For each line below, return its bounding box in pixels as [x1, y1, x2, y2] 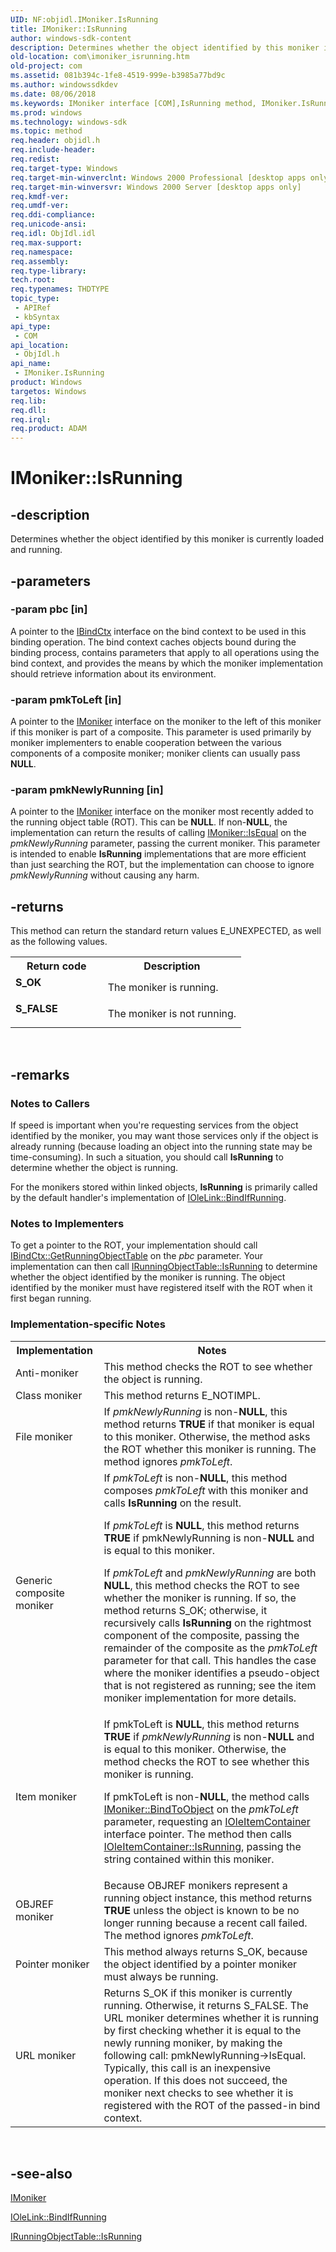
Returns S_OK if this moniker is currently [103, 1986, 293, 2000]
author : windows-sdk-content [10, 33, 132, 43]
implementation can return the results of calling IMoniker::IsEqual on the [10, 827, 307, 839]
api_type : [10, 321, 52, 331]
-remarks [10, 1066, 70, 1083]
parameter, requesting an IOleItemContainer [103, 1814, 311, 1828]
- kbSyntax [14, 312, 60, 322]
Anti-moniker [15, 1366, 79, 1380]
